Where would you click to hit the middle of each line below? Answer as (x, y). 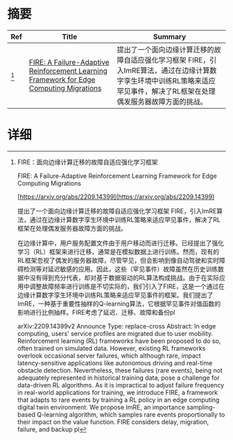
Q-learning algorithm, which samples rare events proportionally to (131, 414)
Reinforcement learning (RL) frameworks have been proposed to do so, (119, 341)
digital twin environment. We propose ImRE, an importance (101, 407)
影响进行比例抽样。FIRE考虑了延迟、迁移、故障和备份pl (96, 312)
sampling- (201, 407)
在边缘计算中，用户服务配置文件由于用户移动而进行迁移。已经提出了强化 (120, 243)
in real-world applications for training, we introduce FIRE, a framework (118, 392)
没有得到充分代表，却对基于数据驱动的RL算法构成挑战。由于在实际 (124, 277)
